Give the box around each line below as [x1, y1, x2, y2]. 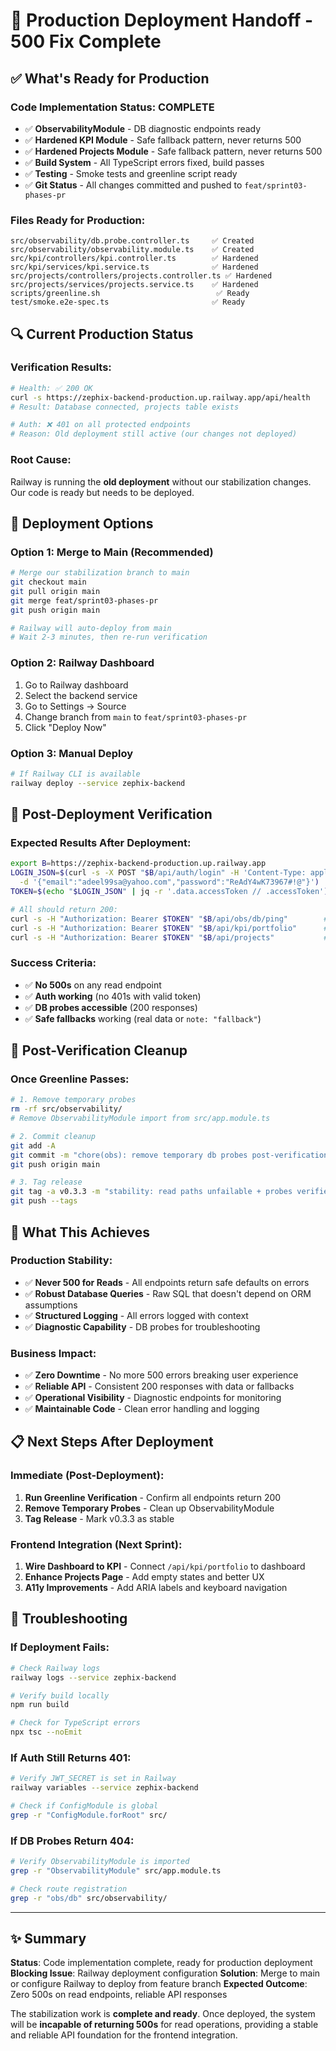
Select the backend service [24, 689, 138, 701]
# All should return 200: [10, 904, 118, 914]
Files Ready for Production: [10, 213, 146, 227]
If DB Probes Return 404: [10, 1834, 135, 1848]
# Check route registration [10, 1884, 128, 1894]
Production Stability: [10, 1254, 113, 1268]
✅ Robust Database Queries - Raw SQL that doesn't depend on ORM [24, 1287, 312, 1299]
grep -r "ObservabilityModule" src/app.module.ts [10, 1865, 222, 1876]
